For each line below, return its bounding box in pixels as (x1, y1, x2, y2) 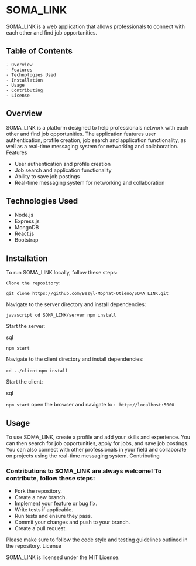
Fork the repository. (14, 487, 63, 494)
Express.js (14, 218, 40, 225)
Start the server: (6, 323, 46, 330)
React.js (14, 230, 35, 238)
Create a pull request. (14, 525, 67, 532)
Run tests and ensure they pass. (14, 513, 92, 520)
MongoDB (14, 224, 39, 231)
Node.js (14, 212, 34, 219)
